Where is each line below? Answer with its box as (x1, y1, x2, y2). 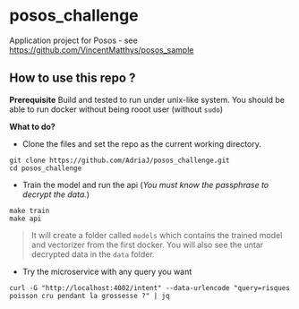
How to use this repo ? (9, 71, 136, 86)
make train (9, 206, 50, 215)
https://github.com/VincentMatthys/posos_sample (9, 44, 194, 55)
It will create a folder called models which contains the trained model (30, 229, 283, 240)
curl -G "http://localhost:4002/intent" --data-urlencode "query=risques (9, 283, 291, 292)
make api (9, 214, 42, 223)
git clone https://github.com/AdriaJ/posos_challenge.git (9, 156, 230, 165)
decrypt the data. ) (21, 189, 90, 200)
